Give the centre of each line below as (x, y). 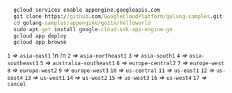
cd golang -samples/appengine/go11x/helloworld (82, 23)
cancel (17, 84)
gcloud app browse (40, 42)
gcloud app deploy (40, 36)
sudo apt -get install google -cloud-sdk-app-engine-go (93, 29)
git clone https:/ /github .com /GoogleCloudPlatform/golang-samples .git (118, 16)
